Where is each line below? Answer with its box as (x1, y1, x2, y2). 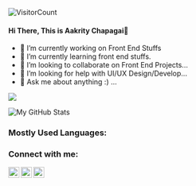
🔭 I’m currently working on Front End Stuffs (19, 44, 162, 53)
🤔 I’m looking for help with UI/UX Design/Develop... (19, 68, 187, 79)
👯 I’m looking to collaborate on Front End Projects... (19, 60, 189, 70)
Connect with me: (8, 149, 79, 160)
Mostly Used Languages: (8, 127, 108, 138)
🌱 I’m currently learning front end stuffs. (19, 52, 151, 61)
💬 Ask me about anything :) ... (19, 77, 117, 87)
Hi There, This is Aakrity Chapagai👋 (8, 25, 129, 35)
